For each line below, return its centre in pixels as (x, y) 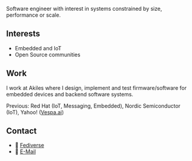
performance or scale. (33, 15)
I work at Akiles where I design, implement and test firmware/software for (96, 88)
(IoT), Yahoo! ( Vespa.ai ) (35, 112)
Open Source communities (47, 54)
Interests (23, 34)
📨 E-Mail (25, 151)
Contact (21, 131)
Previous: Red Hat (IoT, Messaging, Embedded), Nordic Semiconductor (93, 106)
